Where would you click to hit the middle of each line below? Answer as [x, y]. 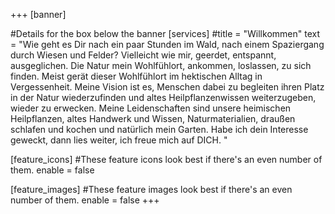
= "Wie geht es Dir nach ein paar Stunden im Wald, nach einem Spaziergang [167, 44]
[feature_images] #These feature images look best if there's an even [151, 189]
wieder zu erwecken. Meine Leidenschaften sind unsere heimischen [151, 108]
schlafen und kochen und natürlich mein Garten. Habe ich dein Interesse [159, 129]
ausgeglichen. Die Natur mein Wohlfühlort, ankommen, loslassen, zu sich [161, 65]
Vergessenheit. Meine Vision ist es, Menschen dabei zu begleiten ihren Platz [167, 87]
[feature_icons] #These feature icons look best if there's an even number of [166, 159]
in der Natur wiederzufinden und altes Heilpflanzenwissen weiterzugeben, [163, 97]
